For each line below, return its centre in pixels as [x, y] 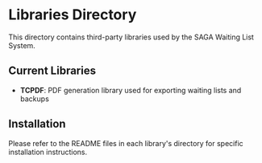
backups [35, 99]
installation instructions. [48, 152]
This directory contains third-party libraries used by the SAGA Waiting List [131, 37]
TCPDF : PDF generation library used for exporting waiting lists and [131, 90]
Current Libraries [52, 71]
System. [22, 45]
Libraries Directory [73, 15]
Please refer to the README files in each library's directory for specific [126, 143]
